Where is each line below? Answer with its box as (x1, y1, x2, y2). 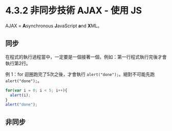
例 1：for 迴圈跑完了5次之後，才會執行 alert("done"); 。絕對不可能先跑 (5, 71, 155, 77)
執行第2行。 (5, 60, 31, 66)
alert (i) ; (10, 92, 31, 98)
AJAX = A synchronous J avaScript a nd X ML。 (5, 23, 102, 29)
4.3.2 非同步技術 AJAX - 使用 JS (5, 5, 142, 16)
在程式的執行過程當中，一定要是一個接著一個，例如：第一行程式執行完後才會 (5, 53, 167, 60)
